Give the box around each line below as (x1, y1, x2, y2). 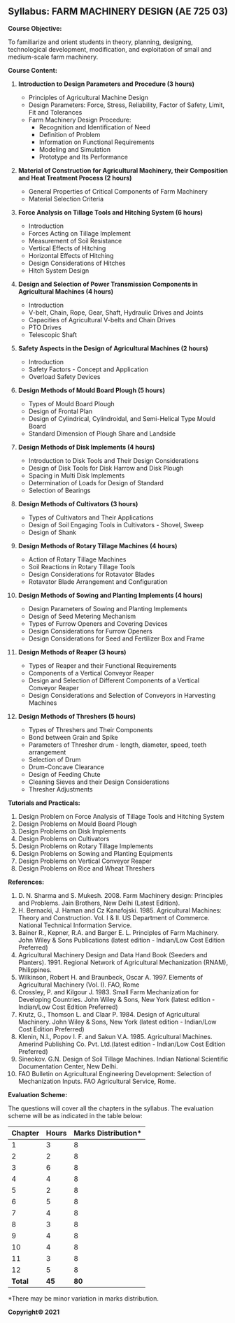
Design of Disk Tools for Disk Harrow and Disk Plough (28, 464, 184, 472)
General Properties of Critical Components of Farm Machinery (28, 187, 208, 195)
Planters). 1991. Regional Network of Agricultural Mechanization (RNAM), (17, 958, 228, 966)
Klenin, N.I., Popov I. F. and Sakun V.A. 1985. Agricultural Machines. (17, 1032, 213, 1040)
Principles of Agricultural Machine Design (28, 93, 149, 101)
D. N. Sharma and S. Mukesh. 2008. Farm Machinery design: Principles (17, 891, 223, 899)
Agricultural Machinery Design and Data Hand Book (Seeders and (17, 950, 208, 959)
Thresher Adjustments (28, 785, 93, 793)
